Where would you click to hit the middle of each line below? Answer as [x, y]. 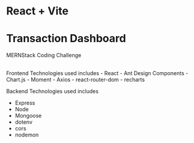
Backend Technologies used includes [53, 91]
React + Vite [38, 11]
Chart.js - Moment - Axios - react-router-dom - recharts [76, 80]
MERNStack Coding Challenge [44, 55]
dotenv [24, 122]
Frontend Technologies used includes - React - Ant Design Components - [97, 73]
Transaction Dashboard [66, 39]
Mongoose [28, 116]
